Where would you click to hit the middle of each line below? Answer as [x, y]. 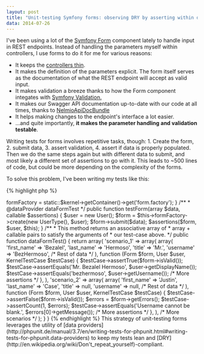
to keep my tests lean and [123, 338]
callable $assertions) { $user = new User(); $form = [71, 216]
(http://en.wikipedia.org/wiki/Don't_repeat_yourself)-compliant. [85, 344]
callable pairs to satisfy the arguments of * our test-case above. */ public [97, 235]
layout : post [23, 12]
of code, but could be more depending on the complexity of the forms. [95, 167]
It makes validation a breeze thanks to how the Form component [95, 91]
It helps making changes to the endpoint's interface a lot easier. [95, 117]
